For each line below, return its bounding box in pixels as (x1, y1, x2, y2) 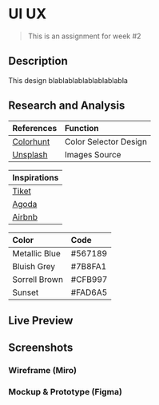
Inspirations (12, 172, 59, 183)
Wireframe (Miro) (8, 365, 78, 376)
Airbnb (12, 211, 38, 222)
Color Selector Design (64, 136, 148, 147)
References (12, 122, 58, 133)
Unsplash (12, 149, 48, 160)
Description (8, 54, 68, 68)
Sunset (12, 287, 39, 298)
